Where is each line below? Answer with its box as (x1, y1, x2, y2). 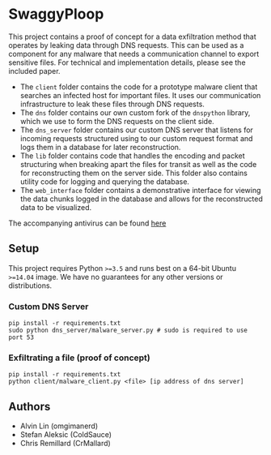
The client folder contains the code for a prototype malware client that (19, 82, 258, 92)
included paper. (8, 66, 61, 75)
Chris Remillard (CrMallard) (19, 439, 111, 449)
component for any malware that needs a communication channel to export (8, 49, 260, 58)
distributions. (8, 281, 53, 290)
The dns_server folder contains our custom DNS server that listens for (19, 125, 253, 135)
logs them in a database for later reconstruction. (19, 142, 181, 152)
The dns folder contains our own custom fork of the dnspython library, (19, 107, 251, 118)
